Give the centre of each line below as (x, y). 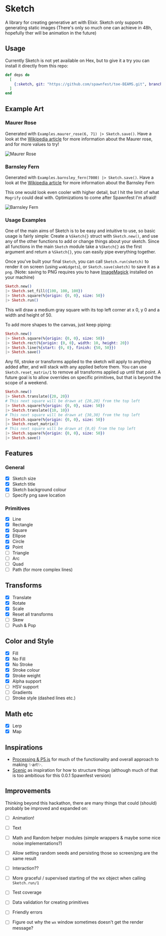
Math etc (19, 714)
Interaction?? (25, 868)
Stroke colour (26, 670)
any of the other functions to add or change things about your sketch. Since (82, 242)
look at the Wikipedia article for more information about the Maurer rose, (79, 139)
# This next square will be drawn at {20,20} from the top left (73, 401)
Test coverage (27, 892)
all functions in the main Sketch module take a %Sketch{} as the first (74, 247)
